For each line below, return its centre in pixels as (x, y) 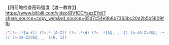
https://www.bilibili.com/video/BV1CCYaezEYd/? (56, 13)
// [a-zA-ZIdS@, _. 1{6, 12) (36, 37)
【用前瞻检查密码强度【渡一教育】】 (42, 7)
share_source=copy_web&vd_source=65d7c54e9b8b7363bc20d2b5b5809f (84, 18)
